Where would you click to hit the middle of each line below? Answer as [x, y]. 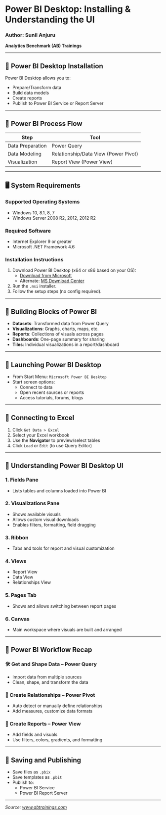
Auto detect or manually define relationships [57, 706]
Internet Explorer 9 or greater [42, 241]
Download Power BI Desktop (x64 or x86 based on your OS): [74, 270]
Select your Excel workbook [41, 435]
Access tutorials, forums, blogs [51, 398]
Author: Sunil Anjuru [30, 35]
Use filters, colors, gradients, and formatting [57, 740]
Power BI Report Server [43, 793]
